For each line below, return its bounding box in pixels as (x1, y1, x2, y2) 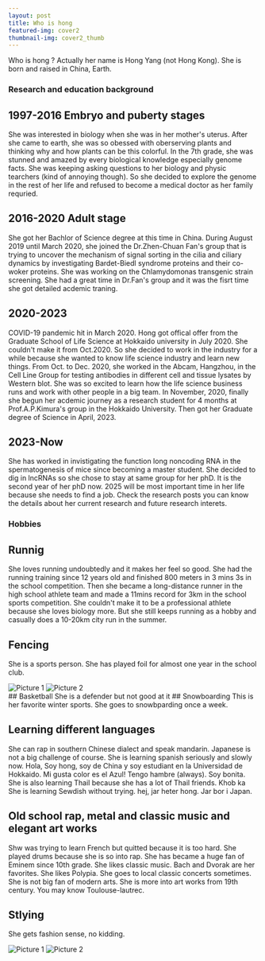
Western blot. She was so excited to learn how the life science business (8, 379, 243, 388)
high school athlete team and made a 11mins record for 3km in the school (8, 589, 248, 599)
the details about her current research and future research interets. (8, 499, 228, 508)
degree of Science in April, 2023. (8, 412, 117, 422)
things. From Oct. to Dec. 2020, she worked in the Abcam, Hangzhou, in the (8, 361, 256, 371)
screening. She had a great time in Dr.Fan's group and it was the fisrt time (8, 275, 249, 285)
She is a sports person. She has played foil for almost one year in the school (8, 659, 257, 668)
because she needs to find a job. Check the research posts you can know (8, 490, 249, 500)
